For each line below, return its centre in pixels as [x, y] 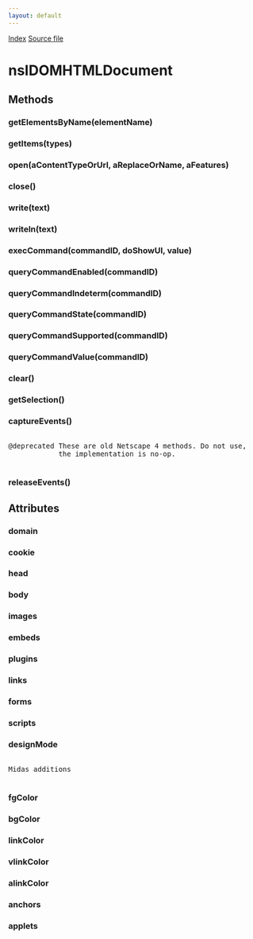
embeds [25, 637]
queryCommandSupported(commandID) [88, 336]
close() [22, 186]
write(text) [29, 208]
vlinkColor [29, 862]
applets [23, 925]
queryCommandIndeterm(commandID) [85, 293]
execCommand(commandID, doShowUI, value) [100, 250]
